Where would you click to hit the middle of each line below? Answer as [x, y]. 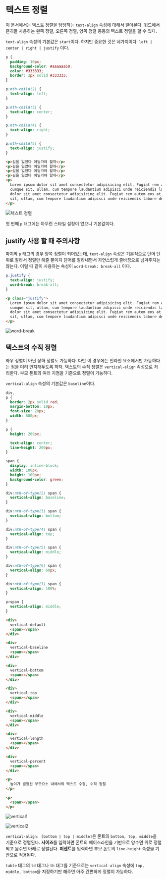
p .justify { [18, 275]
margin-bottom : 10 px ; [32, 407]
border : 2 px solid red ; [34, 402]
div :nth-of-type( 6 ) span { [33, 566]
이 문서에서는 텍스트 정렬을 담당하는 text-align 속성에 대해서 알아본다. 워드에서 [83, 25]
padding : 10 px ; [26, 62]
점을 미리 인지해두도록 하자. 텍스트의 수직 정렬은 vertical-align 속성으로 [82, 367]
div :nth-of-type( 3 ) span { [33, 511]
